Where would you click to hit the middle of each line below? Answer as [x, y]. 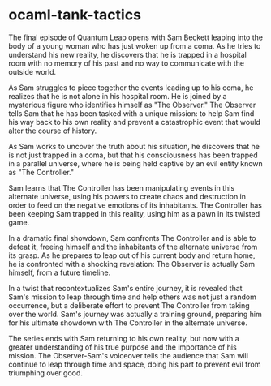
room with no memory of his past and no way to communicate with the [127, 63]
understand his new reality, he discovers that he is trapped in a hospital [128, 54]
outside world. [32, 71]
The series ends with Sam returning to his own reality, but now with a [124, 338]
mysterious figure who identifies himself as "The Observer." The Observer [132, 105]
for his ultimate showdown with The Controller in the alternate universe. [128, 323]
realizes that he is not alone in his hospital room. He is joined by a [118, 96]
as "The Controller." [41, 172]
